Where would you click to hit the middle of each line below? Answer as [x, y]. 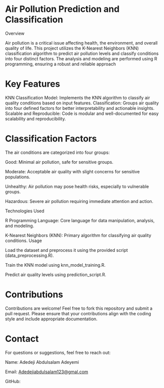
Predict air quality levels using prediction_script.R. [56, 274]
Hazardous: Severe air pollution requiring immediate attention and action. [79, 201]
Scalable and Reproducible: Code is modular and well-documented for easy [82, 113]
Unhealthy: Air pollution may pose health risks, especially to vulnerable [77, 186]
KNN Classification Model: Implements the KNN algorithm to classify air [78, 97]
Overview [15, 33]
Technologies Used [25, 211]
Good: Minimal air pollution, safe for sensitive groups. [59, 162]
